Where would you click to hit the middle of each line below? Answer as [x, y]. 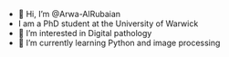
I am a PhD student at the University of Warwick [108, 24]
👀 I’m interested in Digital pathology [85, 33]
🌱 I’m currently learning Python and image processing [119, 43]
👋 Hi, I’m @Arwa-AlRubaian [69, 14]
